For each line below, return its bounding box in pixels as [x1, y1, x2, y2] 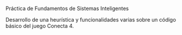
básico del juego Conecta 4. [5, 23, 74, 29]
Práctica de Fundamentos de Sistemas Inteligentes [5, 5, 129, 12]
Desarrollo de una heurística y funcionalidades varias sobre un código [5, 16, 177, 23]
